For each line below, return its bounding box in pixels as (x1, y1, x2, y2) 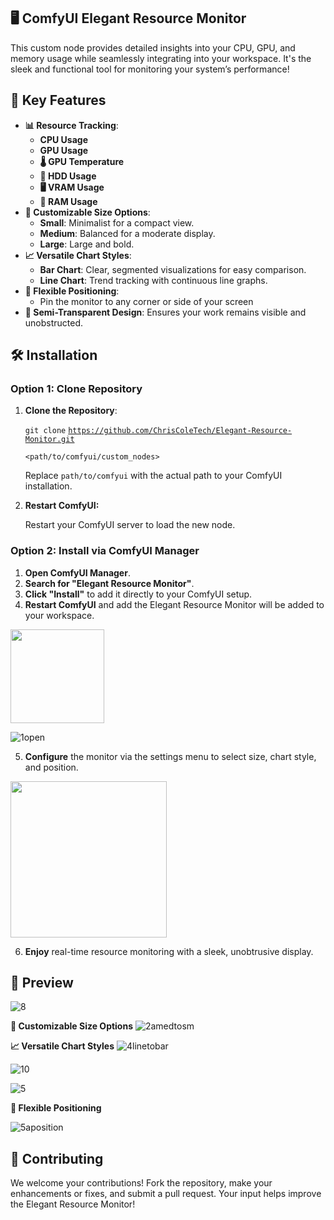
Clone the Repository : (24, 405, 118, 417)
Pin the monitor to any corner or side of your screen (39, 295, 254, 307)
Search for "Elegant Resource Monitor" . (24, 577, 195, 589)
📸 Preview (10, 975, 74, 991)
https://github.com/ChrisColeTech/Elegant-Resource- (68, 426, 293, 436)
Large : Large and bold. (39, 238, 135, 250)
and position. (24, 761, 79, 773)
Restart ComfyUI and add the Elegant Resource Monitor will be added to (24, 598, 325, 610)
